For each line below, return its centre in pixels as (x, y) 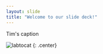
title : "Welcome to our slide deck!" (52, 17)
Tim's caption (22, 33)
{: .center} (45, 45)
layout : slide (23, 11)
